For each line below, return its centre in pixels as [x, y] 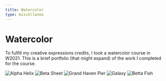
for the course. [21, 63]
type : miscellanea [24, 14]
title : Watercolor [24, 10]
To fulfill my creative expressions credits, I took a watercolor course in [78, 53]
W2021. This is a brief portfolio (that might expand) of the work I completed [83, 58]
